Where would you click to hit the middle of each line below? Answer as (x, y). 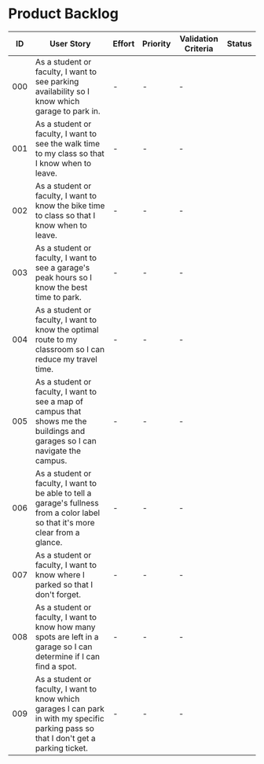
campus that (58, 411)
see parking (57, 81)
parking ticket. (62, 747)
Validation (199, 39)
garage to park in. (68, 111)
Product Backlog (64, 14)
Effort (124, 43)
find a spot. (56, 666)
